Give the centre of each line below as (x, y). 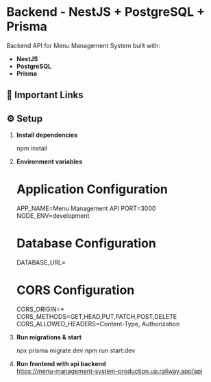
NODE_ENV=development (53, 216)
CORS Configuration (75, 290)
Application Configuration (92, 189)
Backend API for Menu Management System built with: (84, 45)
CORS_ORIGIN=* (40, 309)
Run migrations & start (49, 337)
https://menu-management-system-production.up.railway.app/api (109, 371)
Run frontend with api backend (61, 363)
